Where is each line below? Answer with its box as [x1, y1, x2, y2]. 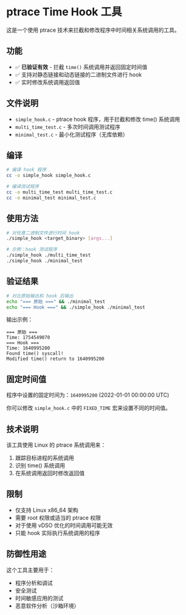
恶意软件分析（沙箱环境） [15, 602, 80, 610]
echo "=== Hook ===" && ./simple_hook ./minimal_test [6, 304, 146, 311]
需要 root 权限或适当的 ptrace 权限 [15, 514, 102, 521]
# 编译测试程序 [6, 184, 40, 190]
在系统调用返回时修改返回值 [15, 470, 85, 477]
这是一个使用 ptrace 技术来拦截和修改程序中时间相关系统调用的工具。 [6, 26, 181, 34]
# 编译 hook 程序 [6, 167, 47, 173]
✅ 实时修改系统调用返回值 [15, 78, 80, 85]
